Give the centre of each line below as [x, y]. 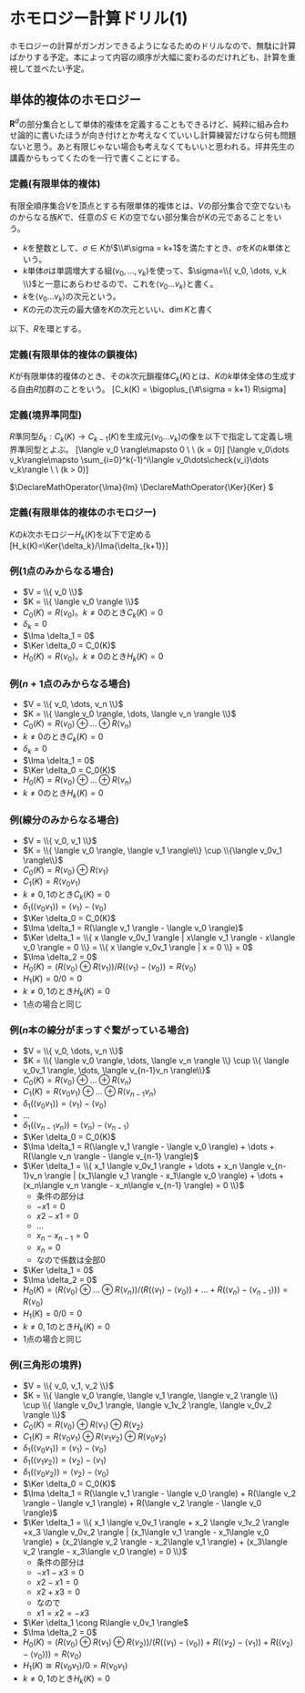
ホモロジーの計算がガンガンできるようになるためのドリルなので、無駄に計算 [153, 46]
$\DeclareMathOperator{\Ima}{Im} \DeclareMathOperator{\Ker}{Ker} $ [142, 487]
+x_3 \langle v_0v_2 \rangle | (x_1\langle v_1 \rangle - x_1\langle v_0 [146, 1532]
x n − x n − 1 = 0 [62, 1236]
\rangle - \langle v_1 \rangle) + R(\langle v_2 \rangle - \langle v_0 [142, 1503]
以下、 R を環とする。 [48, 329]
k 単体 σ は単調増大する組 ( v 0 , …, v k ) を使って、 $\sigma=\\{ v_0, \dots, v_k [154, 272]
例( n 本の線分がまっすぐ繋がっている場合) [99, 1031]
